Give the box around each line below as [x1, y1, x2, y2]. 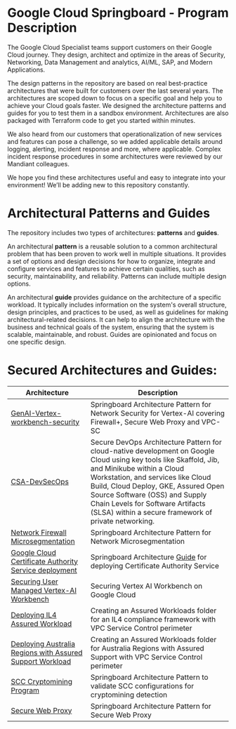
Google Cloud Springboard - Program [7, 5, 229, 21]
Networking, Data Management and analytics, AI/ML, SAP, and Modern [7, 58, 213, 66]
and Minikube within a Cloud [90, 463, 185, 473]
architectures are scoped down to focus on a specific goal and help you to [7, 93, 223, 102]
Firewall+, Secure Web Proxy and [90, 417, 200, 427]
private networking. [90, 516, 155, 526]
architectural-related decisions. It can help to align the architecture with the [7, 315, 225, 323]
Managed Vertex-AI [11, 585, 77, 595]
